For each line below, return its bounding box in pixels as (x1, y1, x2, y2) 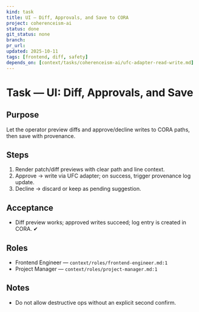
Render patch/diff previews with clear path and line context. (15, 166, 165, 173)
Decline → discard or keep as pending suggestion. (15, 185, 141, 193)
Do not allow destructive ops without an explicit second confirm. (15, 299, 177, 306)
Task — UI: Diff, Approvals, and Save (6, 85, 194, 99)
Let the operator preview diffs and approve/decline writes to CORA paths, (6, 125, 190, 133)
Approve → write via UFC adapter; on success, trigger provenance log (15, 172, 191, 179)
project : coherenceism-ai (6, 20, 72, 26)
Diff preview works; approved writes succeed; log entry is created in (15, 219, 187, 226)
